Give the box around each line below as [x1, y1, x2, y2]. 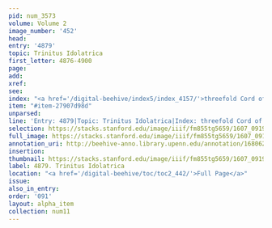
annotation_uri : [8, 139, 63, 148]
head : [8, 34, 27, 43]
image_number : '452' [8, 27, 79, 35]
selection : [8, 125, 45, 133]
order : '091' [8, 192, 53, 201]
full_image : [8, 132, 49, 140]
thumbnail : [8, 154, 45, 163]
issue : [8, 177, 31, 186]
